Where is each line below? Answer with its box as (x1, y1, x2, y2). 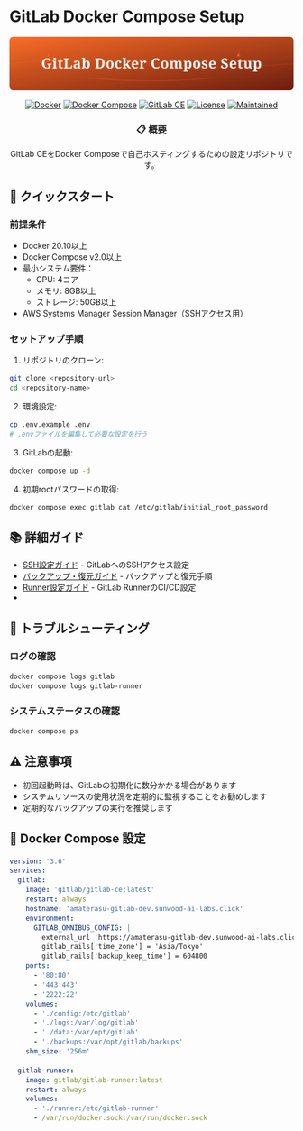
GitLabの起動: (22, 446, 74, 457)
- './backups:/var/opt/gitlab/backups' (32, 1037, 183, 1047)
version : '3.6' (9, 857, 67, 866)
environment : (25, 914, 75, 923)
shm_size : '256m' (25, 1047, 91, 1056)
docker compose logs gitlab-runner (9, 681, 143, 691)
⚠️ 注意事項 (9, 754, 72, 769)
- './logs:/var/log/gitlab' (32, 1018, 140, 1027)
